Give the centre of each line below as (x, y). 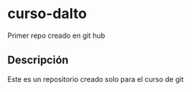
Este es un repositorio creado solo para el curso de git (96, 79)
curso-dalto (47, 14)
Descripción (38, 60)
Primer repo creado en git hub (56, 35)
